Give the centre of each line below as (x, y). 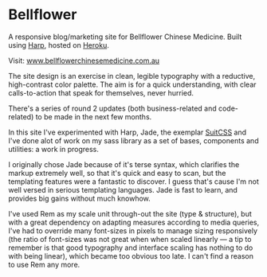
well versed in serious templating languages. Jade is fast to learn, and (123, 189)
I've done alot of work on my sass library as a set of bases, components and (133, 140)
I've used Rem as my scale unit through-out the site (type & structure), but (130, 213)
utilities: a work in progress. (54, 149)
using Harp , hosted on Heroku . (59, 45)
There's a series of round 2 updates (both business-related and (112, 108)
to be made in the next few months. (94, 116)
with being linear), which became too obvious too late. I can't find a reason (131, 256)
